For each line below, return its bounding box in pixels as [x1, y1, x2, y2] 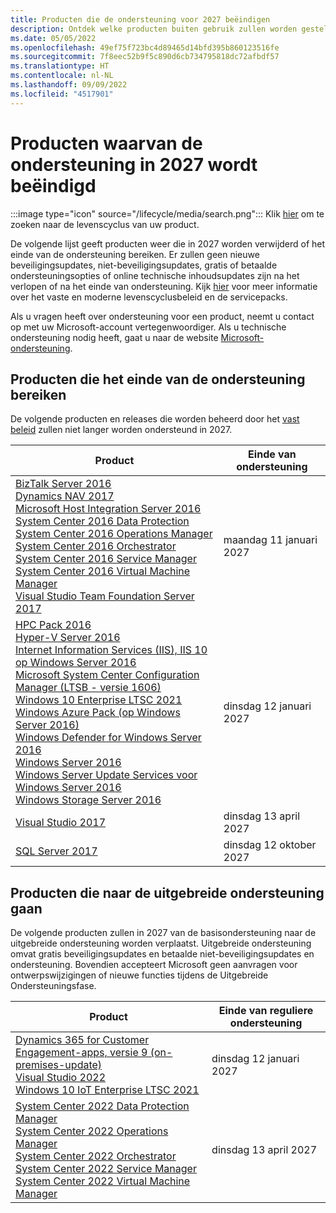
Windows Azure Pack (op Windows [15, 706, 181, 720]
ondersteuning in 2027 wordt [10, 153, 258, 176]
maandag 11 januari [223, 533, 318, 547]
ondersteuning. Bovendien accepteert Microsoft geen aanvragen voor [10, 959, 298, 971]
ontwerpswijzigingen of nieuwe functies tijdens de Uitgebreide [10, 969, 269, 981]
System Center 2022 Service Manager [15, 1162, 197, 1176]
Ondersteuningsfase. [10, 980, 97, 992]
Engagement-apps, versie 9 [15, 1046, 148, 1060]
